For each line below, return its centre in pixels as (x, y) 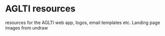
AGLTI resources (40, 9)
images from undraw (27, 27)
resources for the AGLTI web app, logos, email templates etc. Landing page (83, 22)
